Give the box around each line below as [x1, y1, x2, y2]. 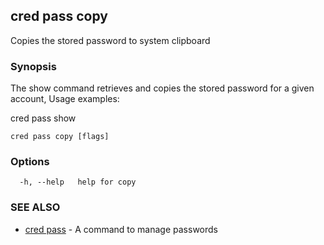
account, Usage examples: [10, 93, 120, 105]
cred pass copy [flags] [10, 132, 110, 142]
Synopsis [10, 59, 57, 73]
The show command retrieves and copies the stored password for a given [10, 82, 315, 94]
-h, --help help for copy [19, 177, 137, 188]
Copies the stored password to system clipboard [10, 34, 211, 46]
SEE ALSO [10, 200, 61, 214]
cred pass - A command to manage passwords [24, 223, 218, 235]
